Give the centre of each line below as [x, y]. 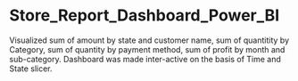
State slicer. [31, 69]
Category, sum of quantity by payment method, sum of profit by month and [147, 49]
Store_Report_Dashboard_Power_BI [145, 16]
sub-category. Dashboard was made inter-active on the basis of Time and [145, 59]
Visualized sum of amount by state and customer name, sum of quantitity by [149, 40]
